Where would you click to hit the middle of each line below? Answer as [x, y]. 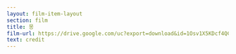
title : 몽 [20, 27]
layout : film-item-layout [44, 14]
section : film [27, 20]
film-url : [21, 33]
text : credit [26, 40]
